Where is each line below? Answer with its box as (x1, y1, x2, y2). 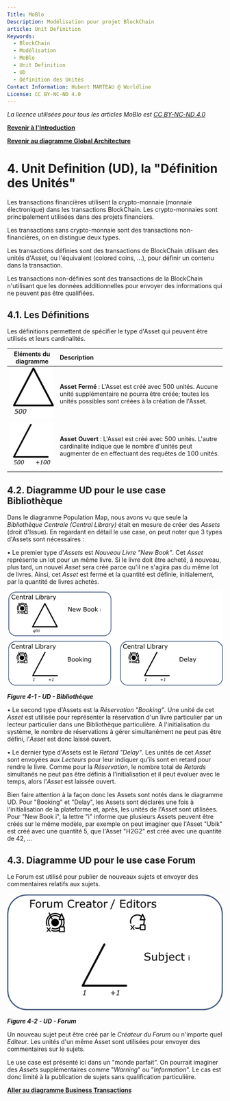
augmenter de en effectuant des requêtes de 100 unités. (59, 449, 219, 458)
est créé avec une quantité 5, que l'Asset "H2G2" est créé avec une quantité (7, 827, 222, 836)
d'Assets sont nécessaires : (7, 535, 84, 543)
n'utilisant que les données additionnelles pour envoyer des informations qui (7, 282, 222, 290)
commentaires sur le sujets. (7, 1045, 86, 1053)
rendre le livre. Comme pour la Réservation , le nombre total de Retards (7, 763, 207, 771)
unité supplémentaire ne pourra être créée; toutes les (59, 390, 209, 398)
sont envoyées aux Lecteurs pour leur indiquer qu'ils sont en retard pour (7, 755, 212, 764)
